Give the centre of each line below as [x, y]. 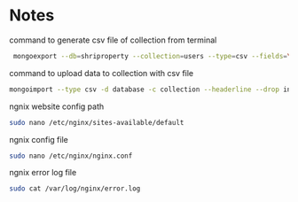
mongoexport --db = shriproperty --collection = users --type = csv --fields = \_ [154, 56]
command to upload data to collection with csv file [102, 73]
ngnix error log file [43, 173]
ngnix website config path [57, 106]
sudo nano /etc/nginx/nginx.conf [71, 156]
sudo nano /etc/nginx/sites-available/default [97, 122]
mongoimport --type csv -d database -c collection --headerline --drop [144, 89]
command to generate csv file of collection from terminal [113, 40]
